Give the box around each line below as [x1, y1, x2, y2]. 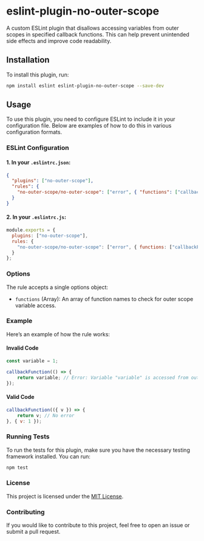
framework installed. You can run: [6, 452, 91, 460]
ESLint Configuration [6, 144, 69, 152]
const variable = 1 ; [6, 358, 59, 364]
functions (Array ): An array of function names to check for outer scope [15, 295, 194, 302]
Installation [6, 55, 50, 65]
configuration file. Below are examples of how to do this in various [6, 122, 172, 129]
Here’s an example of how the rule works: [6, 330, 110, 338]
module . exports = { [6, 227, 56, 233]
